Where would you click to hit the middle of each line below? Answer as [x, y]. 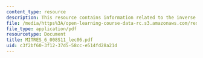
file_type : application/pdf [42, 29]
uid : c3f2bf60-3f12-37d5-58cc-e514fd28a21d [62, 46]
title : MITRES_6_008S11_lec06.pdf [50, 40]
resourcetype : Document [36, 34]
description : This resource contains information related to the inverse [101, 18]
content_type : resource [36, 12]
